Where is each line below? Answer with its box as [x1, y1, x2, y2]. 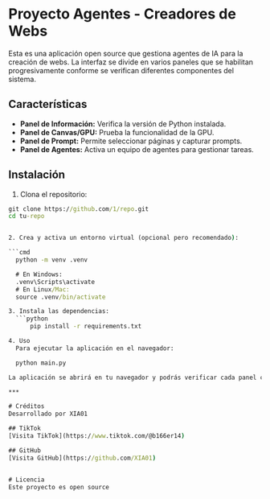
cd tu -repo [8, 212, 45, 221]
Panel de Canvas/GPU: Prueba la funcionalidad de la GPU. [19, 127, 215, 137]
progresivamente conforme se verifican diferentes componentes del [8, 65, 235, 75]
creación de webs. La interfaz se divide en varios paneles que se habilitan [8, 57, 254, 67]
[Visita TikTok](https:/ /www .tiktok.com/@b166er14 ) [8, 432, 185, 440]
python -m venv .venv [15, 256, 88, 264]
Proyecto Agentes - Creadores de [8, 5, 237, 23]
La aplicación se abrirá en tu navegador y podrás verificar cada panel [8, 373, 257, 381]
